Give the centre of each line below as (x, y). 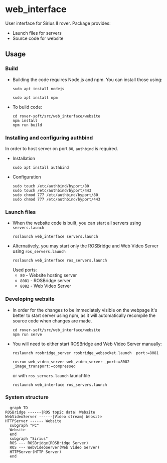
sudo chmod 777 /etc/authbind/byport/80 (55, 195)
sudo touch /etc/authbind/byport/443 (52, 190)
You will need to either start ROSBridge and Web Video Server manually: (87, 344)
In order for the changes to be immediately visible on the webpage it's (85, 310)
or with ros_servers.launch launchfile (51, 375)
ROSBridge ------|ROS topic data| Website (50, 412)
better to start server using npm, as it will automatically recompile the (84, 315)
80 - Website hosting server (48, 275)
